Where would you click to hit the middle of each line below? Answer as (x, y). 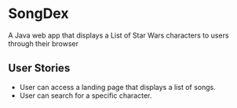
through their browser (44, 43)
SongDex (38, 14)
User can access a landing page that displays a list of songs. (117, 87)
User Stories (39, 68)
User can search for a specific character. (86, 95)
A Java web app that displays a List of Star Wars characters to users (118, 35)
